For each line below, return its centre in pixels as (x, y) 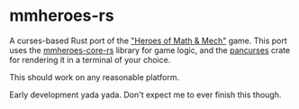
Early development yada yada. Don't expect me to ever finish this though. (145, 95)
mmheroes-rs (62, 16)
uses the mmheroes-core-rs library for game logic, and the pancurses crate (150, 50)
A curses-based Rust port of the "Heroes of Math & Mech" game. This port (149, 41)
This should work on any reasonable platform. (95, 77)
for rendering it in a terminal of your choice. (90, 59)
